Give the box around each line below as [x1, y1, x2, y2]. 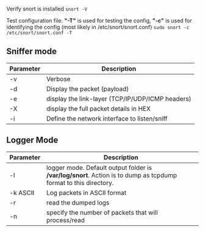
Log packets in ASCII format [46, 188, 127, 197]
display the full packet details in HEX [46, 104, 151, 113]
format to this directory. [46, 178, 114, 187]
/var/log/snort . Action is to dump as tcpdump [46, 170, 177, 179]
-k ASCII [9, 188, 35, 197]
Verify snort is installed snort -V [6, 5, 87, 12]
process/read [46, 216, 85, 224]
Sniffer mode [6, 46, 57, 57]
